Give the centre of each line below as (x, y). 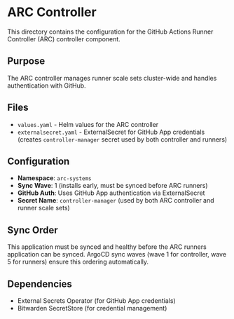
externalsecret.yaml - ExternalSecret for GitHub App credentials (111, 132)
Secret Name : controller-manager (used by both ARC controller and (116, 201)
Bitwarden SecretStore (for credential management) (92, 308)
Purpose (26, 61)
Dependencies (40, 284)
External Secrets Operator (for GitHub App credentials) (97, 301)
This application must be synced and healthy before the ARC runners (107, 247)
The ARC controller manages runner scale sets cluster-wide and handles (112, 78)
